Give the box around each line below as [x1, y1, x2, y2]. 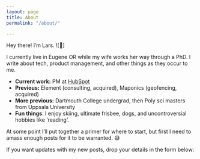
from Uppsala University [14, 104, 76, 111]
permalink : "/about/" [6, 20, 61, 26]
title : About [6, 14, 39, 20]
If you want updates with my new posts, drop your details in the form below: [6, 146, 195, 154]
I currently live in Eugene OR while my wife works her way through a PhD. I [6, 54, 191, 61]
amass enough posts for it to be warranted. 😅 [6, 134, 120, 142]
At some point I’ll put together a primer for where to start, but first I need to [6, 128, 192, 136]
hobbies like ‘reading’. [14, 116, 69, 123]
